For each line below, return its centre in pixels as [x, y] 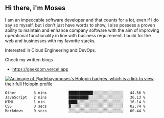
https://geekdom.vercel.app [40, 69]
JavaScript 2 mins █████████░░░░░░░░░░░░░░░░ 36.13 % [75, 97]
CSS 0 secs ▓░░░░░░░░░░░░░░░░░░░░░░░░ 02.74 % [75, 106]
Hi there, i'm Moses [35, 8]
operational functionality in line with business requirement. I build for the [78, 35]
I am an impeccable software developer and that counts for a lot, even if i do [82, 20]
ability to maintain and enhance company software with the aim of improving [82, 30]
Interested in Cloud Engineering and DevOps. [51, 50]
